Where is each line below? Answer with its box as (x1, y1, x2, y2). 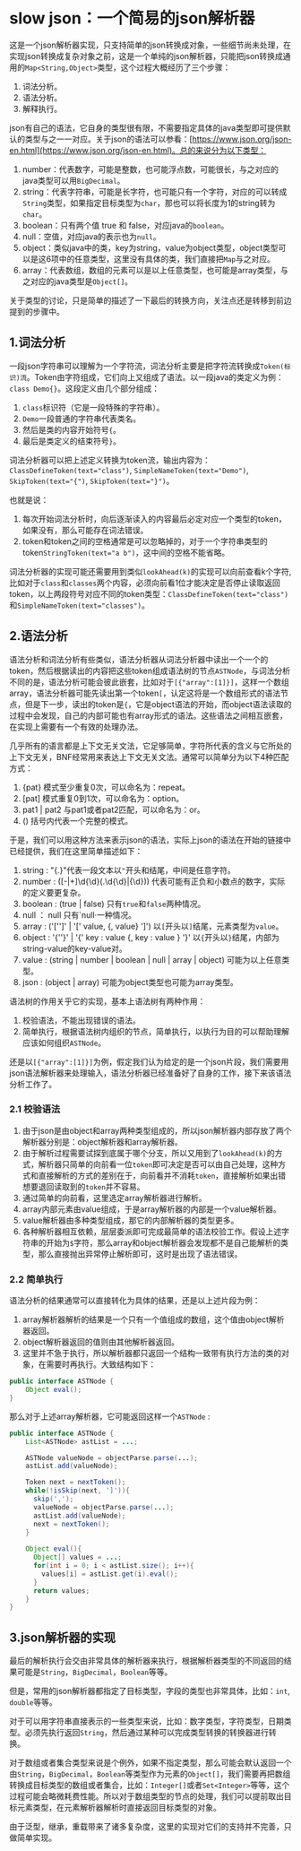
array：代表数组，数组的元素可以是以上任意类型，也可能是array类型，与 (21, 264, 289, 275)
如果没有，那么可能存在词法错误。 (21, 524, 149, 535)
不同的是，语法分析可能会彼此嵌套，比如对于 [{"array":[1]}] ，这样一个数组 (9, 676, 289, 687)
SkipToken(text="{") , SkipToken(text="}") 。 (9, 475, 175, 486)
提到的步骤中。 (9, 306, 64, 316)
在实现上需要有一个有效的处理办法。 (9, 721, 143, 731)
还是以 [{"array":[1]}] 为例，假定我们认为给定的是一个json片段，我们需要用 (9, 1056, 289, 1067)
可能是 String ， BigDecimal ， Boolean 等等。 (16, 1666, 173, 1677)
